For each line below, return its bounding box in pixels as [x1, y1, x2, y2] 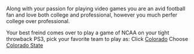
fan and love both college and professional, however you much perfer [6, 11, 178, 18]
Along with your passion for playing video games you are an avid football [6, 5, 186, 12]
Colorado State [6, 42, 44, 49]
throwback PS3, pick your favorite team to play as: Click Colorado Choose [6, 36, 189, 42]
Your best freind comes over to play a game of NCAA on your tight [6, 29, 170, 36]
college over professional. [6, 18, 70, 24]
